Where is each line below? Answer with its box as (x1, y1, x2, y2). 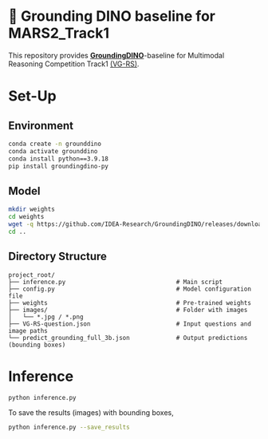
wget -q (8, 220, 34, 228)
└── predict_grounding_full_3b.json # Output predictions (8, 334, 248, 342)
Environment (8, 119, 74, 132)
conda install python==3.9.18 (8, 155, 109, 163)
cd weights (8, 213, 45, 221)
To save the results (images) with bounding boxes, (8, 408, 174, 417)
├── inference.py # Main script (8, 278, 223, 286)
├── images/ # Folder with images (8, 306, 248, 314)
